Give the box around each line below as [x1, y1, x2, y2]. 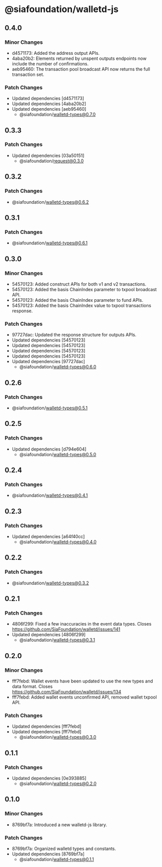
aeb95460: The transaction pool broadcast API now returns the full [11, 66, 150, 72]
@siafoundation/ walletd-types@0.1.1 [19, 856, 94, 862]
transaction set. [11, 71, 44, 77]
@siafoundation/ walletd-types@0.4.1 [11, 492, 88, 498]
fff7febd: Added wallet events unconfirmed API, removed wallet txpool [11, 694, 157, 700]
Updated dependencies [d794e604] [11, 446, 86, 452]
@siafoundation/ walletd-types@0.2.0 [19, 781, 97, 787]
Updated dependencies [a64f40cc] [11, 533, 85, 539]
